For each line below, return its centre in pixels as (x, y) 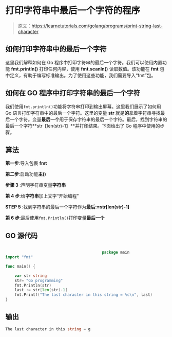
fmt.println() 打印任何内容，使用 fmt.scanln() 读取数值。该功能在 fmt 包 (88, 69)
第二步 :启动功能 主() (26, 174)
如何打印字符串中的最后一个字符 (56, 49)
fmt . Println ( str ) (33, 285)
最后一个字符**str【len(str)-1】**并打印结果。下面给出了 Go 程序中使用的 (83, 126)
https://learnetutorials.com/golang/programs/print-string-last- (97, 26)
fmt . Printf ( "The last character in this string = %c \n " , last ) (84, 295)
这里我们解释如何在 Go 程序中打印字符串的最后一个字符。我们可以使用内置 (84, 62)
